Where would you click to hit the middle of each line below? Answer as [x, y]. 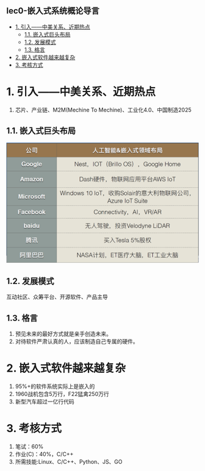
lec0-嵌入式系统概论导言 [53, 11]
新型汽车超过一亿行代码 [45, 402]
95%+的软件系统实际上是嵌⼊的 [55, 386]
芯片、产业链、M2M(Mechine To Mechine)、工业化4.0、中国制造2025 [103, 110]
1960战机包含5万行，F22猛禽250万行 [62, 394]
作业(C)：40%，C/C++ [44, 454]
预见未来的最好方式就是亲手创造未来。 [63, 334]
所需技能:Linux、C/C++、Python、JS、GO [69, 462]
